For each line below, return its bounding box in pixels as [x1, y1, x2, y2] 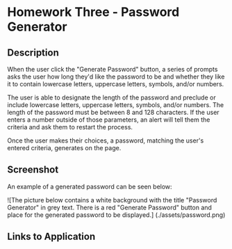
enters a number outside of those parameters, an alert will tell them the [7, 115, 210, 124]
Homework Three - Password [7, 4, 180, 20]
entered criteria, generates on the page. [7, 144, 122, 152]
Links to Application [7, 231, 96, 243]
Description [7, 47, 59, 58]
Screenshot [7, 164, 59, 176]
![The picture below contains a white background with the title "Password [7, 195, 217, 204]
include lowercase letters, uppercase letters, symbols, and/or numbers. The [7, 101, 224, 109]
